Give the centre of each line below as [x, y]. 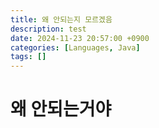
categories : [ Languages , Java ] [75, 47]
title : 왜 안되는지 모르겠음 [61, 19]
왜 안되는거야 [61, 109]
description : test [48, 29]
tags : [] [28, 57]
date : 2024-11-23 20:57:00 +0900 [80, 38]
